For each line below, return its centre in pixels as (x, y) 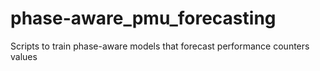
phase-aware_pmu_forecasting (143, 18)
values (24, 56)
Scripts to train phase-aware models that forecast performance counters (160, 46)
